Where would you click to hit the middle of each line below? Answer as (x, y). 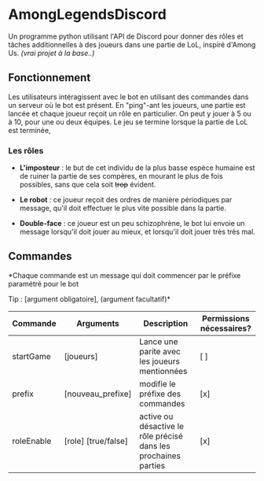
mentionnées (163, 371)
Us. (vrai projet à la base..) (51, 53)
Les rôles (26, 150)
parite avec (160, 351)
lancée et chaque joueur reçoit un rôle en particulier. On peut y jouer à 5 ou (130, 113)
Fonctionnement (49, 78)
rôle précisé (161, 436)
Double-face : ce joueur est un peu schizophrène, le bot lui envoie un (132, 224)
